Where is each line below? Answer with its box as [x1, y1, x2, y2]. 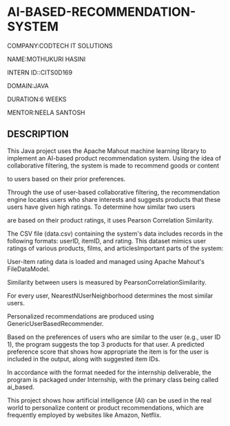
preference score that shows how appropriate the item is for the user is [7, 347, 209, 356]
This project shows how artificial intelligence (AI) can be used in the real [7, 396, 212, 404]
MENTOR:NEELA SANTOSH [7, 108, 85, 116]
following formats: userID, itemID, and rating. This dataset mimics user [7, 236, 207, 245]
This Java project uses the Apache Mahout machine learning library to [7, 146, 207, 155]
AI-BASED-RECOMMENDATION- [7, 4, 196, 20]
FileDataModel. [7, 265, 50, 273]
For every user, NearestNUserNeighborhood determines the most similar [7, 291, 213, 300]
